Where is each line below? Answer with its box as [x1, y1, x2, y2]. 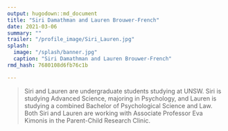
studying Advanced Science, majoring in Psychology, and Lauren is [24, 94, 217, 103]
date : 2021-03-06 [7, 23, 58, 30]
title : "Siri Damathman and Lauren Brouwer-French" [7, 17, 159, 24]
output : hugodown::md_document [7, 10, 98, 17]
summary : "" [7, 29, 42, 37]
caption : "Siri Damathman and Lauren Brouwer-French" [13, 55, 172, 62]
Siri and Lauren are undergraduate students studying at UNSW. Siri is [24, 87, 222, 95]
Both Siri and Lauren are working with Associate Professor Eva [24, 109, 203, 117]
